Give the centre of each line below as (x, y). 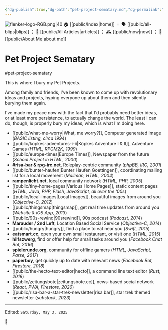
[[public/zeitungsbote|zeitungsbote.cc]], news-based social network (83, 282)
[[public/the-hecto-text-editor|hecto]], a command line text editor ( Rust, (86, 271)
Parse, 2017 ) (25, 255)
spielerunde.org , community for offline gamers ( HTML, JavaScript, (82, 250)
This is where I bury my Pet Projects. (43, 82)
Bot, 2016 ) (23, 244)
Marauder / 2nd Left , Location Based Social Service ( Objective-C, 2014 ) (87, 223)
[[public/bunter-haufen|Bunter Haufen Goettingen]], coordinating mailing (87, 170)
